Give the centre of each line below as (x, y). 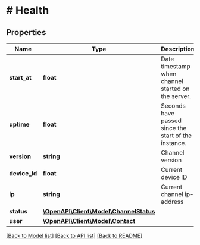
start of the (176, 136)
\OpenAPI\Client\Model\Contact (89, 221)
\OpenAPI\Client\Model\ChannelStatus (99, 211)
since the (174, 128)
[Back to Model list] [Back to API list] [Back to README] (74, 236)
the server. (176, 96)
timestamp (175, 66)
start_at (20, 78)
